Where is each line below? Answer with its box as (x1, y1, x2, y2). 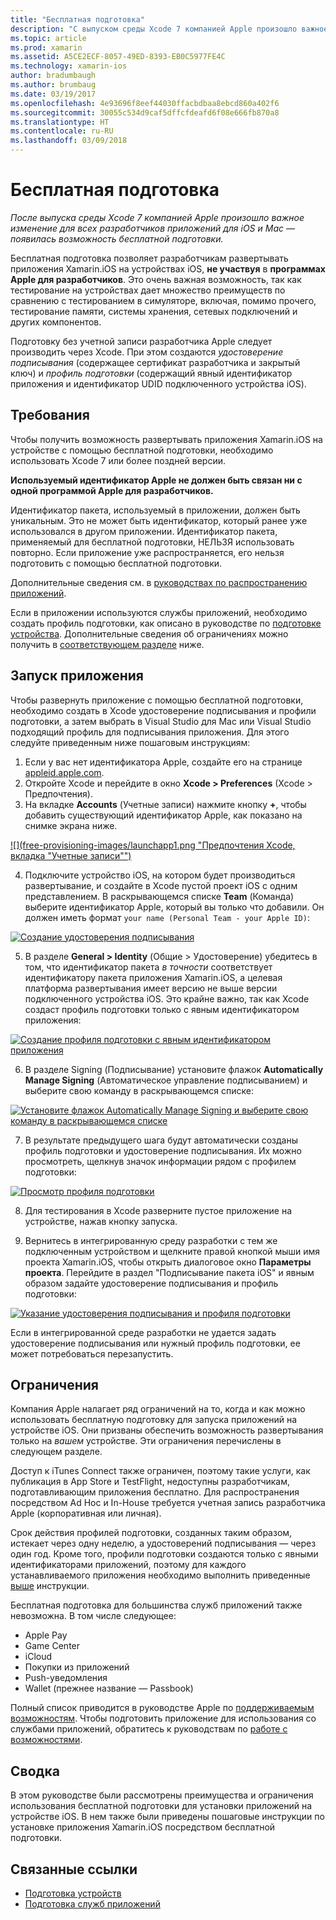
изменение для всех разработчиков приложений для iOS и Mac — (10, 222, 295, 234)
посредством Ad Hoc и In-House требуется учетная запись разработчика (10, 1497, 326, 1509)
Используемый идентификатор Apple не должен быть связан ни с (10, 474, 303, 486)
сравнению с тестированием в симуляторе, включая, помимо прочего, (10, 294, 317, 306)
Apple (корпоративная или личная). (10, 1507, 162, 1520)
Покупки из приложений (24, 1661, 130, 1673)
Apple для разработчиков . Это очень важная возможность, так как (10, 273, 302, 285)
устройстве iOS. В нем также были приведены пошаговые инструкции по (10, 1811, 325, 1823)
